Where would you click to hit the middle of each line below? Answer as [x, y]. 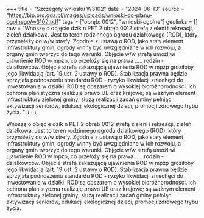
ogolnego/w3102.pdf [33, 22]
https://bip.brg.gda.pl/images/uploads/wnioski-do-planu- [81, 15]
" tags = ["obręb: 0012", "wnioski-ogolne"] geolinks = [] [128, 22]
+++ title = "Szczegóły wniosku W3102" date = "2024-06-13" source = [95, 9]
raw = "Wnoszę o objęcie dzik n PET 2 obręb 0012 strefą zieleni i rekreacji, [100, 28]
